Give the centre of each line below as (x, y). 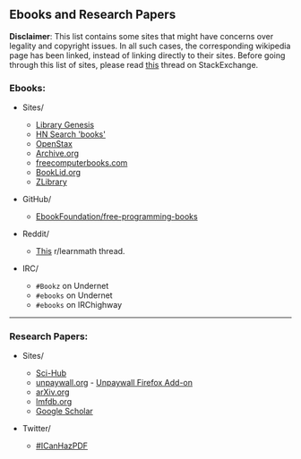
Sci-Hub (51, 373)
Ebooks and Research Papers (93, 15)
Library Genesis (65, 125)
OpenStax (54, 144)
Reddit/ (35, 234)
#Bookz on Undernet (72, 286)
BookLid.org (58, 173)
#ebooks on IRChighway (79, 305)
